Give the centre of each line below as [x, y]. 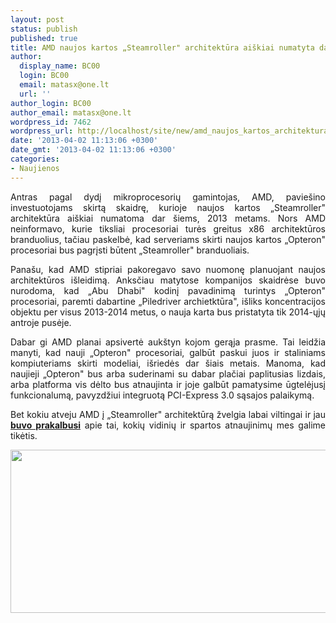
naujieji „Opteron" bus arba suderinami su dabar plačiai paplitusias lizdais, [168, 373]
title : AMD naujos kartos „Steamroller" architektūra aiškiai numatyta [162, 47]
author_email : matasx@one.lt [71, 112]
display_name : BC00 [60, 66]
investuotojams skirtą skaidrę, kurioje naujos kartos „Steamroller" [168, 207]
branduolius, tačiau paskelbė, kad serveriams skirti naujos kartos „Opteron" [168, 239]
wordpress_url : [42, 131]
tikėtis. [24, 435]
